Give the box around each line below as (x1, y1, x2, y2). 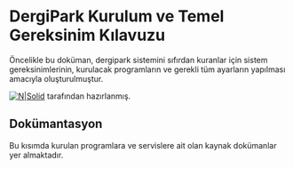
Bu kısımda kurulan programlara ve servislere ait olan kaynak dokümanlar (9, 140, 277, 150)
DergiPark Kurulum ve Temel (9, 6, 225, 27)
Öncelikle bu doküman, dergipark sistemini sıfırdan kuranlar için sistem (9, 54, 268, 65)
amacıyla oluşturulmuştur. (9, 73, 104, 84)
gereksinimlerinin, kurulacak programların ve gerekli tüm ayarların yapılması (9, 64, 286, 75)
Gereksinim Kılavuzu (9, 25, 166, 45)
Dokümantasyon (9, 117, 103, 132)
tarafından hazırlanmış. (46, 91, 131, 101)
